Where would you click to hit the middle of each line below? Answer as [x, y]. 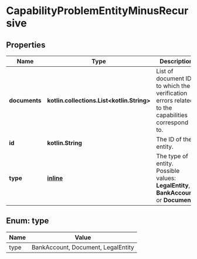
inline [55, 178]
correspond [172, 122]
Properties [26, 45]
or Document [175, 200]
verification [172, 93]
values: [166, 178]
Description [176, 61]
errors [164, 100]
